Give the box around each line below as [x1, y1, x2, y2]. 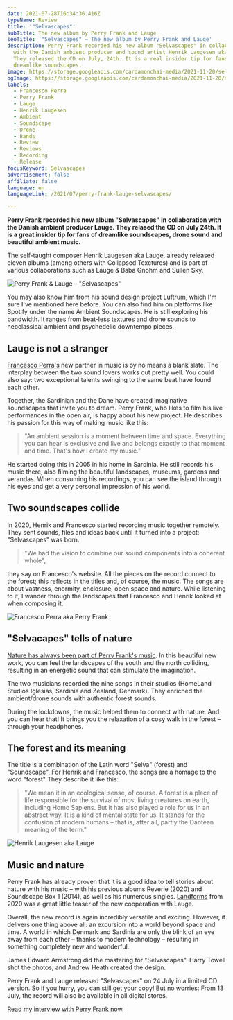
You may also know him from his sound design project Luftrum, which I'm [7, 293, 217, 302]
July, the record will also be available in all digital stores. [7, 992, 168, 1000]
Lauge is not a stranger [7, 343, 109, 354]
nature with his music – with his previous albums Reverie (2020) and [7, 885, 202, 893]
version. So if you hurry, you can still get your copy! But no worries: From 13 [7, 984, 224, 992]
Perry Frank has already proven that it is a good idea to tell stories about [7, 878, 214, 886]
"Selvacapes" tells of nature [7, 632, 132, 645]
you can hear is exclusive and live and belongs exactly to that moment [24, 439, 225, 447]
